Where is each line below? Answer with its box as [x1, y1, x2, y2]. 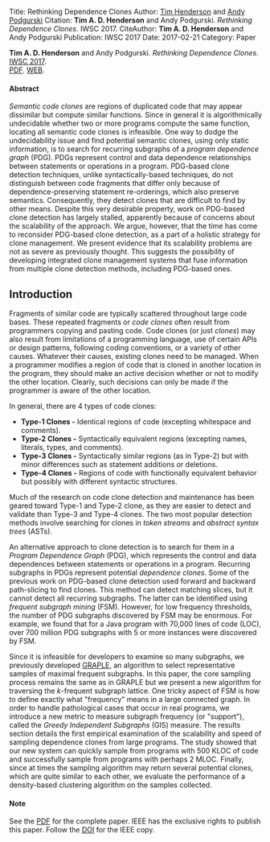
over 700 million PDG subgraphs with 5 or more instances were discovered [9, 628, 257, 638]
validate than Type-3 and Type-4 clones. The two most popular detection [9, 510, 252, 519]
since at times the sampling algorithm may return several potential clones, [9, 763, 254, 773]
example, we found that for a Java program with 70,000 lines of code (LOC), [9, 619, 262, 629]
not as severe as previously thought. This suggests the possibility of [9, 247, 235, 257]
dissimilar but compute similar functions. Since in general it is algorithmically [9, 110, 263, 120]
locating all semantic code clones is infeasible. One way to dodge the [9, 127, 239, 137]
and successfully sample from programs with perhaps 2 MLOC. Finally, [9, 754, 244, 764]
